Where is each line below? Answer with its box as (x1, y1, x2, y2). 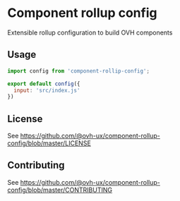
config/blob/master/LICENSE (7, 139, 92, 147)
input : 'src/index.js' (13, 87, 80, 94)
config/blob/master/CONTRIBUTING (7, 185, 113, 194)
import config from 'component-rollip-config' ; (7, 67, 150, 75)
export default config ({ (7, 80, 80, 87)
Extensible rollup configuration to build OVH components (7, 28, 173, 37)
